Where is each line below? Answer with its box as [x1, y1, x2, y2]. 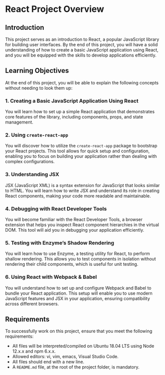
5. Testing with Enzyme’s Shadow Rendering [5, 239, 114, 246]
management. [5, 119, 34, 125]
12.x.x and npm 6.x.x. [12, 348, 56, 354]
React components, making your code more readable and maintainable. [5, 192, 151, 199]
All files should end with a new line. [12, 359, 85, 365]
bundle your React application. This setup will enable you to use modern [5, 290, 153, 296]
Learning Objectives [5, 66, 69, 75]
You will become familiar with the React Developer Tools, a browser [5, 217, 143, 222]
